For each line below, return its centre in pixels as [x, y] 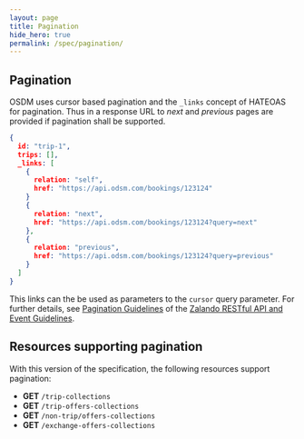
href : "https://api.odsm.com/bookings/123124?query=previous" [153, 256]
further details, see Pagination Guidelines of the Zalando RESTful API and [146, 308]
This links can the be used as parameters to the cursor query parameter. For [152, 299]
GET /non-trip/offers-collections [89, 415]
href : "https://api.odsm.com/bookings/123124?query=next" [145, 222]
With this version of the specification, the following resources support [140, 368]
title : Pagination [44, 26]
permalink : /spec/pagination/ [67, 43]
